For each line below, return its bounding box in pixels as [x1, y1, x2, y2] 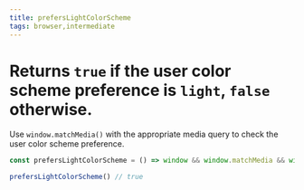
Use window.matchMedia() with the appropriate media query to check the [9, 128, 279, 140]
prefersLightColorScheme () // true [9, 173, 144, 182]
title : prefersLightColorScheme [9, 13, 131, 23]
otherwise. [9, 99, 93, 119]
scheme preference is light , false [9, 80, 271, 100]
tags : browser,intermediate [9, 22, 116, 31]
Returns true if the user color [9, 61, 232, 81]
